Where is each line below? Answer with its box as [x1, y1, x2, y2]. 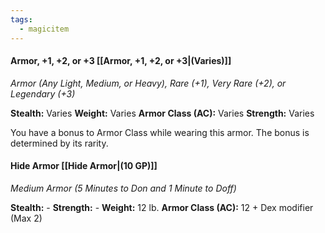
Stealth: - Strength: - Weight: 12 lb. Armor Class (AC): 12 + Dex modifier [10, 201, 314, 213]
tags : [10, 14, 33, 25]
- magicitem [19, 24, 70, 34]
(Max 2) [10, 212, 43, 224]
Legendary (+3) [10, 87, 76, 100]
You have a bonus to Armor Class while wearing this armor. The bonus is [10, 126, 310, 138]
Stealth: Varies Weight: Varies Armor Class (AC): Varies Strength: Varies [10, 107, 315, 119]
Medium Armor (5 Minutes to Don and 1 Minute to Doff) [10, 182, 237, 194]
